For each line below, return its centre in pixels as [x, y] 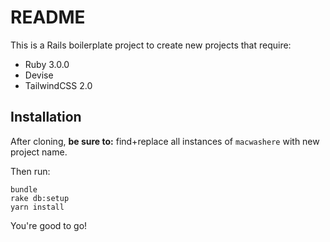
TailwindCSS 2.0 [58, 85]
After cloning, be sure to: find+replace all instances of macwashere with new [165, 141]
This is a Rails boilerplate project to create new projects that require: [151, 45]
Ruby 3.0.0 [47, 64]
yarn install [37, 207]
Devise [39, 75]
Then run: [30, 171]
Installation [46, 117]
